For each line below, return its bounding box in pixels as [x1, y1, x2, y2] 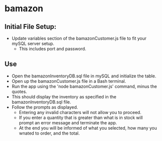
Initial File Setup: [4, 23, 57, 31]
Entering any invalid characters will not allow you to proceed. [19, 109, 142, 115]
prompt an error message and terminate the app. [19, 119, 118, 125]
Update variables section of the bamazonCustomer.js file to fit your [11, 35, 147, 41]
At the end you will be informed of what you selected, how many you [19, 125, 157, 131]
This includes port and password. [19, 46, 86, 51]
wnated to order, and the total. [19, 130, 80, 136]
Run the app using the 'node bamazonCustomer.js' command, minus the [11, 83, 157, 89]
